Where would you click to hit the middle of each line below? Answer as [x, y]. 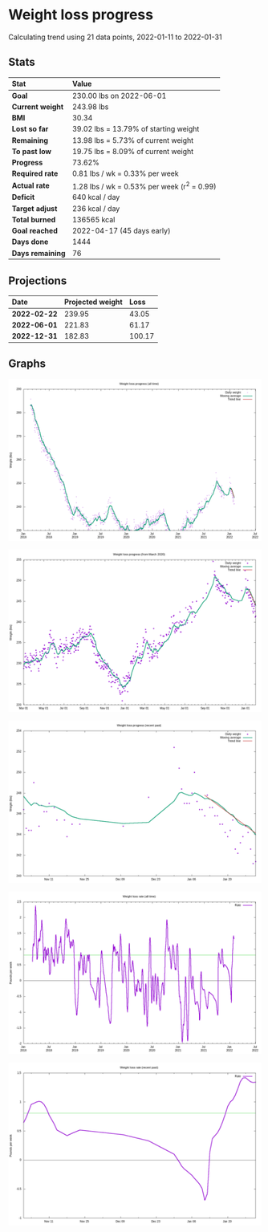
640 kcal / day [96, 197]
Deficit [23, 197]
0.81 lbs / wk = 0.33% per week [125, 173]
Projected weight [93, 302]
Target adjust [35, 208]
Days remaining [39, 253]
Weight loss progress [81, 15]
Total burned [34, 219]
